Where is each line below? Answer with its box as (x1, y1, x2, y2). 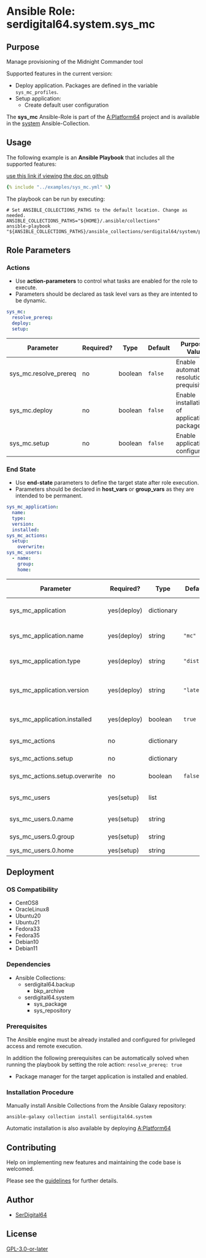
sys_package (33, 1000, 67, 1007)
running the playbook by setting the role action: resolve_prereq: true (6, 1060, 183, 1068)
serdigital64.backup (24, 980, 75, 988)
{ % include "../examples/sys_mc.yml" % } (6, 184, 112, 190)
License (6, 1229, 37, 1240)
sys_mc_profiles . (15, 88, 59, 96)
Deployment (6, 867, 55, 878)
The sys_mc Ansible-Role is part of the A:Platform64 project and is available (6, 113, 200, 120)
